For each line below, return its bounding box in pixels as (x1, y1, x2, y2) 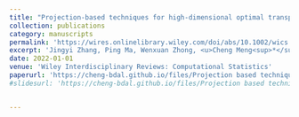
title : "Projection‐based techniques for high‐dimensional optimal (9, 12, 265, 22)
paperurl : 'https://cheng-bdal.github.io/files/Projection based (9, 71, 256, 80)
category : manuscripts (9, 29, 93, 38)
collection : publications (9, 21, 105, 30)
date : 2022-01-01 (9, 54, 74, 63)
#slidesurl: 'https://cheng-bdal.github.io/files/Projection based (9, 79, 265, 88)
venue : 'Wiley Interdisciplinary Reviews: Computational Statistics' (9, 63, 273, 72)
